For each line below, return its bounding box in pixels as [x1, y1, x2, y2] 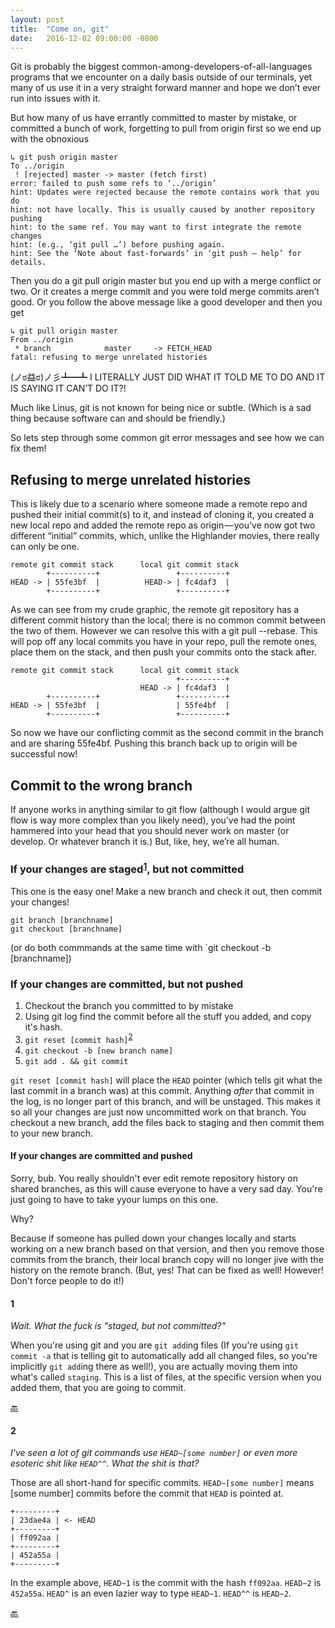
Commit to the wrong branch [10, 777, 193, 794]
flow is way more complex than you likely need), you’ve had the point [10, 814, 296, 826]
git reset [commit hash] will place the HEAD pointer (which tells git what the [10, 1074, 323, 1086]
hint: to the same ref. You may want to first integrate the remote [10, 222, 302, 233]
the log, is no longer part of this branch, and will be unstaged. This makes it [10, 1095, 322, 1107]
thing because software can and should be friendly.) [10, 412, 226, 425]
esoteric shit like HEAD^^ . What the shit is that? [10, 1457, 200, 1470]
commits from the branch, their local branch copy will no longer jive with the [10, 1253, 324, 1265]
